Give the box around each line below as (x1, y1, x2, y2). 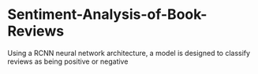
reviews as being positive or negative (7, 57, 129, 66)
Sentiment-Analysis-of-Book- (7, 6, 208, 24)
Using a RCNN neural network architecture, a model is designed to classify (7, 48, 250, 57)
